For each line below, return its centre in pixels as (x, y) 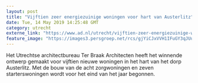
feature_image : (25, 39)
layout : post (22, 11)
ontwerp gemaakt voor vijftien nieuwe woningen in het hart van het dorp (94, 61)
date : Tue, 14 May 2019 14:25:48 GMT (52, 22)
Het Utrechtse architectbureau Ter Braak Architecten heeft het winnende (94, 55)
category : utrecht (29, 28)
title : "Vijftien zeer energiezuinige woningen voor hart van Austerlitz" (100, 17)
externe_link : (24, 33)
